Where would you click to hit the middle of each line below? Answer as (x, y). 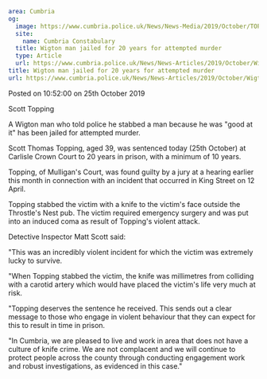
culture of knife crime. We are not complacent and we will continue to (122, 349)
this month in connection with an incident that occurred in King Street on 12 (132, 180)
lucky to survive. (35, 260)
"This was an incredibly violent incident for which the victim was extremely (131, 252)
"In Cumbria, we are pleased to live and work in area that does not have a (128, 340)
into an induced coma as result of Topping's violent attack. (104, 221)
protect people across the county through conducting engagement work (127, 358)
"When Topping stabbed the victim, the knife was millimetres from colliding (131, 275)
